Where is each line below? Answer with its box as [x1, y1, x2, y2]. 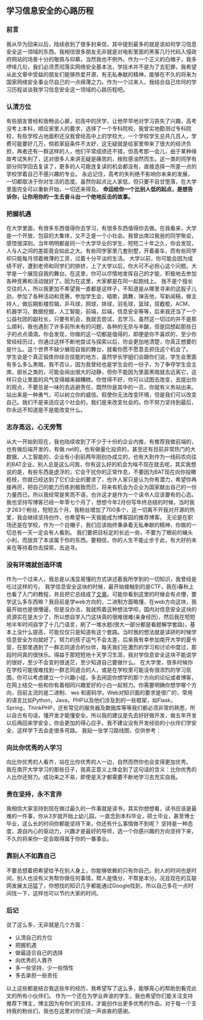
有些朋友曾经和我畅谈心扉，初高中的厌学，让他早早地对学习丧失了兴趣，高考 [6, 117, 197, 124]
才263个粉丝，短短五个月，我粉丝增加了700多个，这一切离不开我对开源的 [6, 506, 190, 513]
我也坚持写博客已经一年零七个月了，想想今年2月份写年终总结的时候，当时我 [6, 498, 195, 506]
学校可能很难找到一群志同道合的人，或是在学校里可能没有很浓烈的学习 [11, 666, 186, 674]
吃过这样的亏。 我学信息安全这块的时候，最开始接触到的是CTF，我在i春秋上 [6, 583, 195, 590]
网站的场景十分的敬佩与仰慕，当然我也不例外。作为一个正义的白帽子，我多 [11, 55, 197, 62]
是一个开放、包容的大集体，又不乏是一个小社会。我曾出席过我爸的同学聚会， [6, 232, 197, 239]
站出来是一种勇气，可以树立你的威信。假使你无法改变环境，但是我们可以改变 [6, 391, 197, 399]
